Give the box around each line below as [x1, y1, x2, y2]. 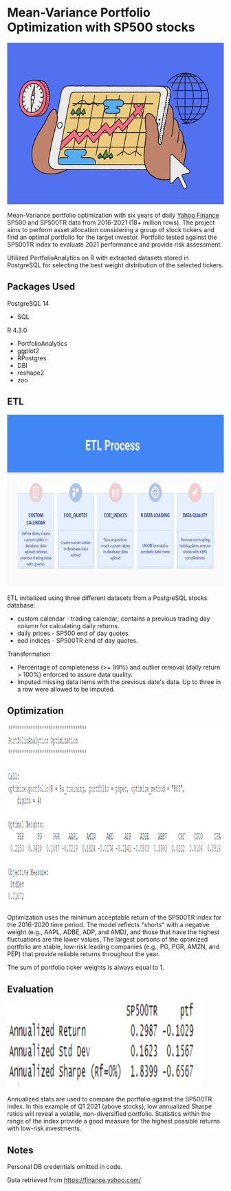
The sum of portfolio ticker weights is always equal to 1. [7, 963, 164, 972]
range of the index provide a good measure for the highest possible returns [7, 1117, 221, 1126]
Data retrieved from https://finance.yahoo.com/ [7, 1176, 142, 1184]
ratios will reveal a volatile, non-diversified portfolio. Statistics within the [7, 1110, 211, 1118]
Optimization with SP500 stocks [7, 19, 195, 35]
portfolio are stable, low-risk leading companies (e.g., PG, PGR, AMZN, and [7, 942, 220, 951]
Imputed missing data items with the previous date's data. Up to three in [16, 677, 221, 686]
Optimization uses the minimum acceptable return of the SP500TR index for [7, 913, 222, 922]
